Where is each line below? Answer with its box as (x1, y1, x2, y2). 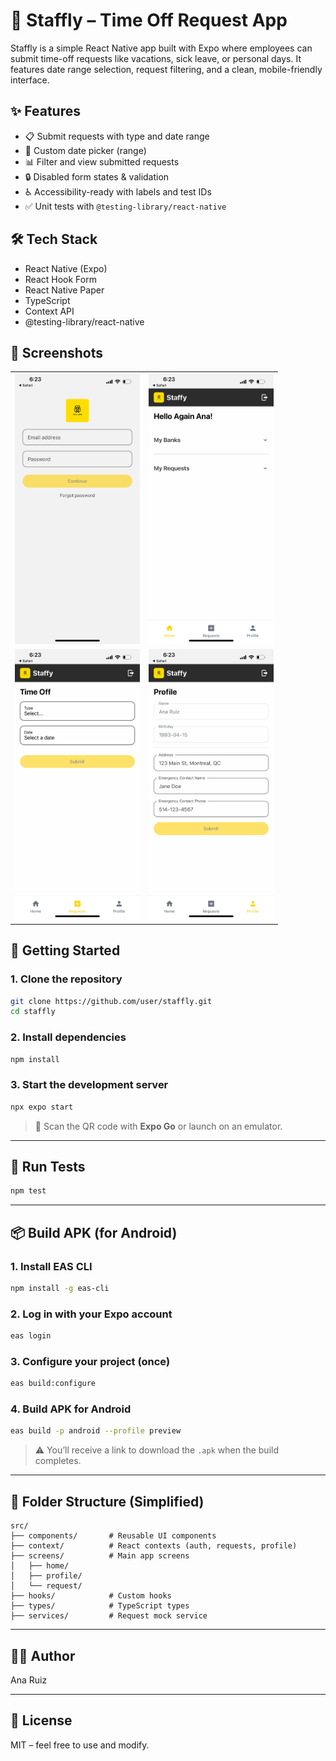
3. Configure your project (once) (10, 1354, 171, 1368)
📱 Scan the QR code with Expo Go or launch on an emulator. (34, 1120, 283, 1132)
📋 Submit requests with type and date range (24, 130, 210, 142)
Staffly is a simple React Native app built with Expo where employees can (10, 42, 313, 54)
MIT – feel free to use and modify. (10, 1739, 150, 1751)
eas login (10, 1331, 52, 1341)
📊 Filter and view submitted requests (24, 155, 180, 168)
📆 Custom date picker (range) (24, 144, 147, 156)
